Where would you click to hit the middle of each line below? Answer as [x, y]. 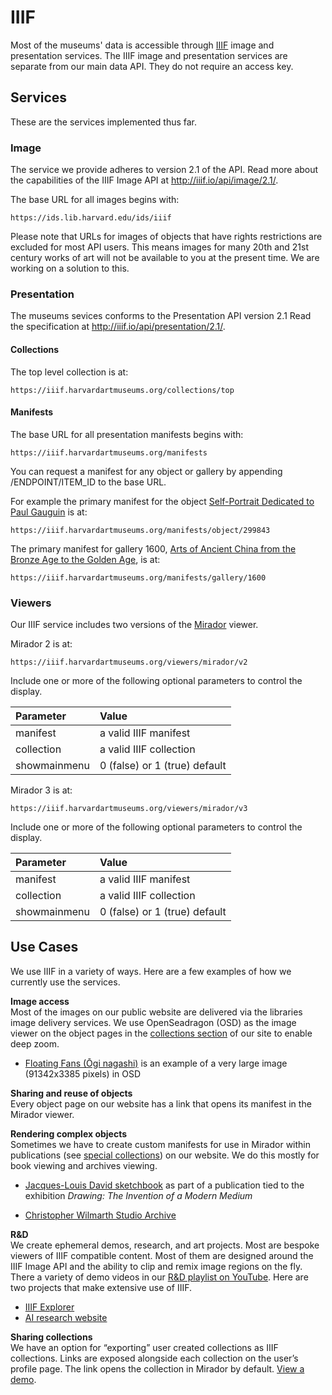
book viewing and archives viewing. [84, 1165]
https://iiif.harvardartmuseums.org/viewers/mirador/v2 [129, 662]
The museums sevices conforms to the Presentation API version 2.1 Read [161, 316]
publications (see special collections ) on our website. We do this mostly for [165, 1155]
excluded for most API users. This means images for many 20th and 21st [160, 247]
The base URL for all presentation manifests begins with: [127, 434]
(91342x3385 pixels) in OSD [83, 1073]
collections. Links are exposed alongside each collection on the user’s [154, 1358]
